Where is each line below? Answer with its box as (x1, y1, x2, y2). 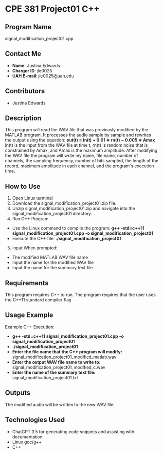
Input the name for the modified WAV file (12, 260, 94, 265)
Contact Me (5, 50, 41, 58)
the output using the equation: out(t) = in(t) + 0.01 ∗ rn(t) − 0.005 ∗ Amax (5, 137, 155, 143)
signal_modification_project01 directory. (12, 210, 92, 217)
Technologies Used (5, 416, 65, 424)
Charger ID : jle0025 (12, 68, 53, 73)
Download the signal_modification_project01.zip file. (12, 200, 117, 206)
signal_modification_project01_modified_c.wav (12, 364, 106, 370)
